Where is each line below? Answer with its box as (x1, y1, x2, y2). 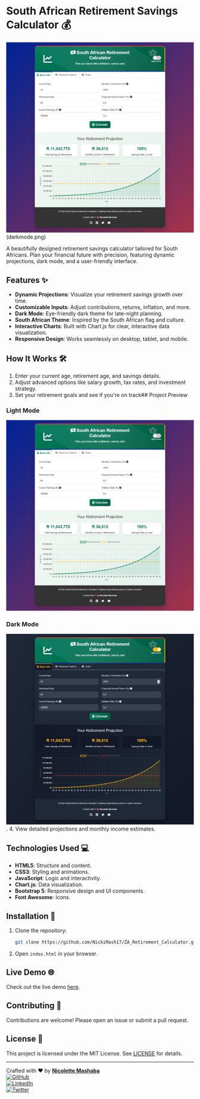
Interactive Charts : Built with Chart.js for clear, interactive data (14, 323, 170, 330)
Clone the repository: (14, 927, 67, 934)
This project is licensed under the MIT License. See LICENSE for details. (6, 1049, 183, 1057)
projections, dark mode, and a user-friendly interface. (6, 258, 138, 265)
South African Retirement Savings (6, 4, 179, 18)
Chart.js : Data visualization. (14, 881, 83, 889)
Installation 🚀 (6, 911, 56, 921)
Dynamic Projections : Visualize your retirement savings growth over (14, 291, 183, 298)
